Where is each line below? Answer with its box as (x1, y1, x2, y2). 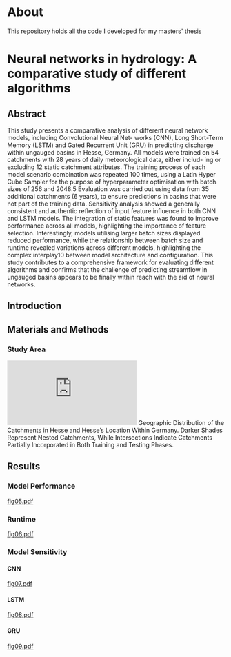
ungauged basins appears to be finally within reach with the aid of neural (7, 273, 214, 281)
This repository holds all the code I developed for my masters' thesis (7, 27, 202, 35)
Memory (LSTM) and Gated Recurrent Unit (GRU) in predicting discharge (7, 141, 214, 149)
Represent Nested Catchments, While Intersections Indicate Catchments (7, 433, 212, 442)
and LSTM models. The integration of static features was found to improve (7, 214, 219, 222)
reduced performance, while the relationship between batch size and (7, 236, 203, 244)
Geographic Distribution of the (137, 419, 225, 427)
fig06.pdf (7, 530, 34, 538)
